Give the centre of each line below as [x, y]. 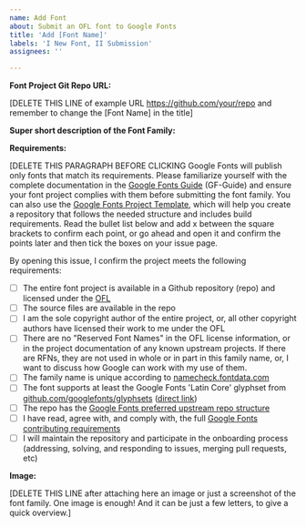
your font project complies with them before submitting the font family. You [150, 195]
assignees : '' [36, 52]
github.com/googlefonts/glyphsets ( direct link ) [110, 398]
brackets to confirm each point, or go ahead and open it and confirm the [145, 234]
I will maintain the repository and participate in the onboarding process [155, 438]
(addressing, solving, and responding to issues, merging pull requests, [154, 448]
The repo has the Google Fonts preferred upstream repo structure [146, 408]
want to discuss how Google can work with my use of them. [135, 368]
